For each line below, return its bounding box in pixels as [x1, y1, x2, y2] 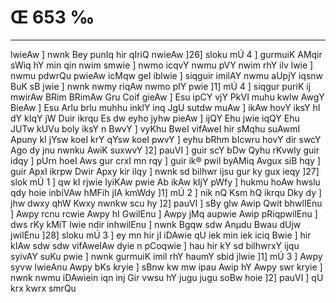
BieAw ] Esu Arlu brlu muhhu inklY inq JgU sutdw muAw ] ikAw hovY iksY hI [10, 101, 321, 113]
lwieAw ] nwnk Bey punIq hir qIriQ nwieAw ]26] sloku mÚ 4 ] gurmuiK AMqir [10, 48, 323, 60]
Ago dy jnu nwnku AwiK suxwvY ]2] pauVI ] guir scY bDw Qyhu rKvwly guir [10, 144, 320, 156]
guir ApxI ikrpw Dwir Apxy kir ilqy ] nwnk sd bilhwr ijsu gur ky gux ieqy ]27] [10, 165, 320, 177]
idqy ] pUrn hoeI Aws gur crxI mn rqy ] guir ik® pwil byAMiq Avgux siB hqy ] [10, 154, 322, 166]
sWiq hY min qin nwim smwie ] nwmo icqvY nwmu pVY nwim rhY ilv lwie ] [10, 59, 314, 71]
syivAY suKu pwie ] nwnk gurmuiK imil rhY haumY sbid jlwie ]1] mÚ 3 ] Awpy [10, 250, 323, 262]
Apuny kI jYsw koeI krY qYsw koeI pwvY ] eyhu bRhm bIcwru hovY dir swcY [10, 133, 322, 145]
